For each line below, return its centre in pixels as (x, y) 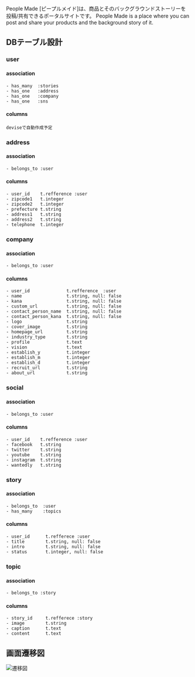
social (15, 388)
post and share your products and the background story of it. (80, 23)
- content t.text (34, 634)
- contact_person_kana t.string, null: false (64, 317)
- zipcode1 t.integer (35, 199)
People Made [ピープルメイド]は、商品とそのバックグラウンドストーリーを (96, 8)
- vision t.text (44, 347)
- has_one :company (32, 96)
